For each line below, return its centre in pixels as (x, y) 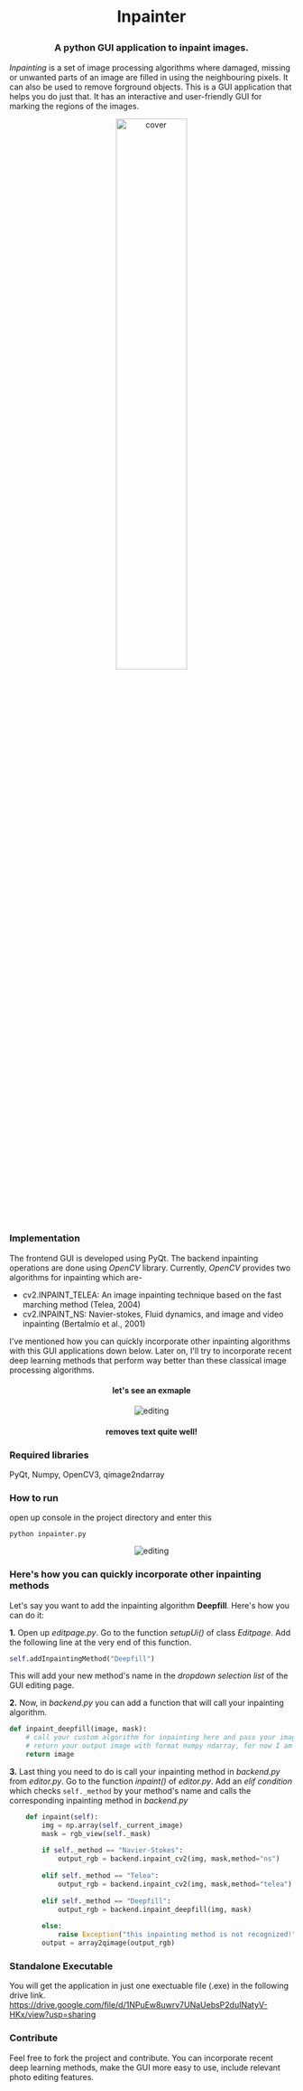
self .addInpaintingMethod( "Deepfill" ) (82, 1659)
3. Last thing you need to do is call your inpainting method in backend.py (145, 1771)
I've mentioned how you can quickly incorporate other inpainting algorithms (150, 1341)
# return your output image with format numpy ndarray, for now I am (159, 1746)
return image (50, 1755)
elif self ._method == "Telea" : (101, 1876)
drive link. (28, 1995)
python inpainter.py (48, 1534)
